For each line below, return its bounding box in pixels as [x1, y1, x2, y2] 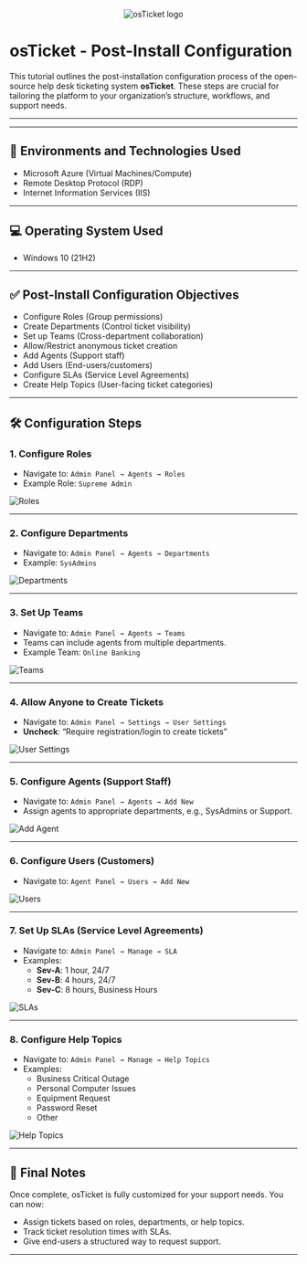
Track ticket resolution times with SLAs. [22, 1226, 172, 1237]
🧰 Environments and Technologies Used [9, 143, 241, 159]
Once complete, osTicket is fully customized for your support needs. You [9, 1188, 284, 1200]
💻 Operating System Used [9, 224, 164, 239]
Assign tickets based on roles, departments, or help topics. [22, 1216, 245, 1227]
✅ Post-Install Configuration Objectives [9, 287, 239, 302]
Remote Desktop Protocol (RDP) [22, 177, 143, 188]
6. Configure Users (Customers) [9, 855, 155, 868]
